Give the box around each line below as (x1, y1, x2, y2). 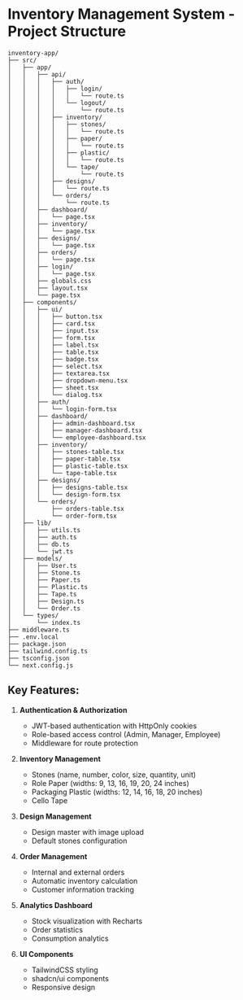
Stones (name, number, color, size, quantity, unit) (31, 770, 197, 779)
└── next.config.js (7, 661, 74, 670)
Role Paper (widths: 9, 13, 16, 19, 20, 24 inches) (31, 778, 190, 788)
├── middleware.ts (7, 626, 70, 634)
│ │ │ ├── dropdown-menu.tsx (7, 376, 128, 385)
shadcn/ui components (31, 973, 109, 983)
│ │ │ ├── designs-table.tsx (7, 483, 128, 491)
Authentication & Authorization (19, 705, 128, 714)
